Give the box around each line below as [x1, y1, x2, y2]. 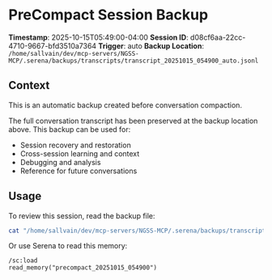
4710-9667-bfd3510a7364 [8, 40, 97, 50]
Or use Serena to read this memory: [8, 241, 128, 251]
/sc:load [8, 257, 38, 265]
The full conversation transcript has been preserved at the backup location [8, 116, 258, 125]
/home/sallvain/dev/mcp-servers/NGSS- [8, 49, 139, 57]
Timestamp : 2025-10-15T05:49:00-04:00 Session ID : [8, 32, 189, 42]
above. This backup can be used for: [8, 124, 131, 134]
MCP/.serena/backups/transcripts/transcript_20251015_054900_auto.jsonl [8, 57, 259, 65]
